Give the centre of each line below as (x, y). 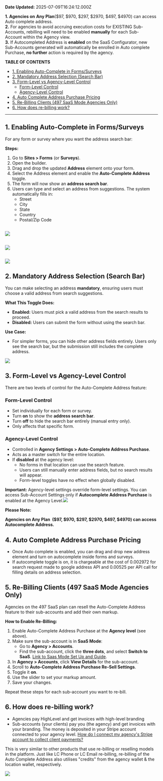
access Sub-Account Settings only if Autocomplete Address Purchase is (78, 495)
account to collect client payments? (48, 739)
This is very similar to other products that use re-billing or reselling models (79, 749)
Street (25, 199)
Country (27, 214)
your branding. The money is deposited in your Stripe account (74, 729)
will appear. (31, 475)
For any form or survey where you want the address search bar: (69, 139)
